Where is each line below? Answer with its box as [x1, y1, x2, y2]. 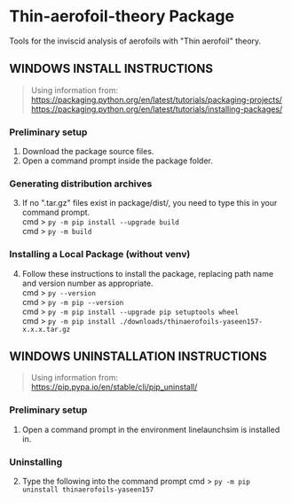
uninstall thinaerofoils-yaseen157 [21, 485, 154, 494]
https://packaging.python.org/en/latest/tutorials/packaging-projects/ [30, 94, 282, 105]
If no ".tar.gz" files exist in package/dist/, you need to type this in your [21, 198, 278, 208]
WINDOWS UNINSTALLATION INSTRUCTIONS [9, 349, 268, 365]
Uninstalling [9, 455, 63, 468]
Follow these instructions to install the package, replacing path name [21, 268, 273, 279]
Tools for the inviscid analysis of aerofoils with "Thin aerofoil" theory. [9, 35, 262, 46]
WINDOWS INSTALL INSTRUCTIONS [9, 61, 214, 76]
